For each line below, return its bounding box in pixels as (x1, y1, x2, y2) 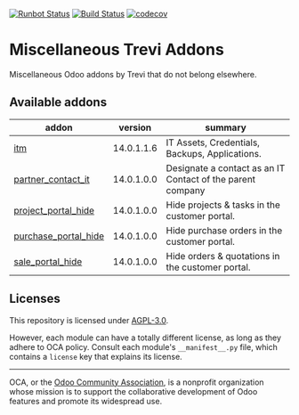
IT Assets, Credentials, (166, 136, 261, 149)
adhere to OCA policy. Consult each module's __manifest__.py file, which (9, 341, 278, 352)
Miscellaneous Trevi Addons (9, 40, 224, 60)
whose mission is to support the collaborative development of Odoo (9, 386, 258, 396)
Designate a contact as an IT (166, 161, 286, 174)
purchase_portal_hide (13, 230, 105, 242)
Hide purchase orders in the (166, 224, 283, 236)
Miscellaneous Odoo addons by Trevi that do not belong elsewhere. (9, 69, 257, 79)
